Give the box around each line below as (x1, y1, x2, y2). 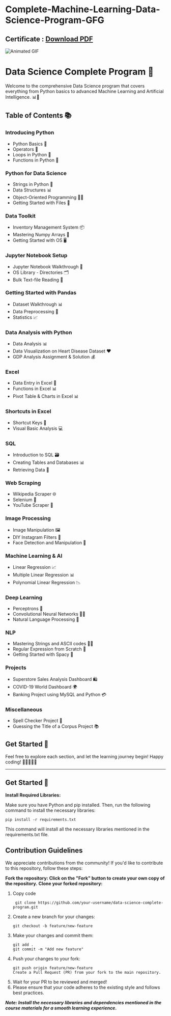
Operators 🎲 (12, 146, 38, 152)
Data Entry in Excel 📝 (12, 380, 57, 386)
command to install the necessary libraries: (5, 807, 96, 813)
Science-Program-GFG (5, 14, 104, 26)
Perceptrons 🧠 (12, 606, 43, 612)
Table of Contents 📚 (5, 111, 72, 120)
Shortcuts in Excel (5, 408, 51, 415)
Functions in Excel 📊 (12, 386, 57, 392)
